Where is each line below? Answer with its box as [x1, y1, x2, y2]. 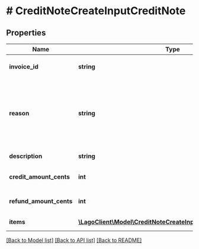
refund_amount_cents [9, 197, 73, 205]
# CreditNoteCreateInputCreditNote [6, 4, 186, 18]
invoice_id [9, 63, 38, 70]
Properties [6, 28, 46, 38]
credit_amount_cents [9, 173, 70, 181]
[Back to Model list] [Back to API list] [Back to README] [6, 237, 142, 244]
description [9, 152, 43, 160]
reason [9, 109, 30, 117]
